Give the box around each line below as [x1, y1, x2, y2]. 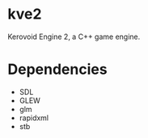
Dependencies [7, 60, 108, 79]
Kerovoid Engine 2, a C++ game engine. [7, 32, 141, 41]
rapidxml [19, 113, 49, 123]
